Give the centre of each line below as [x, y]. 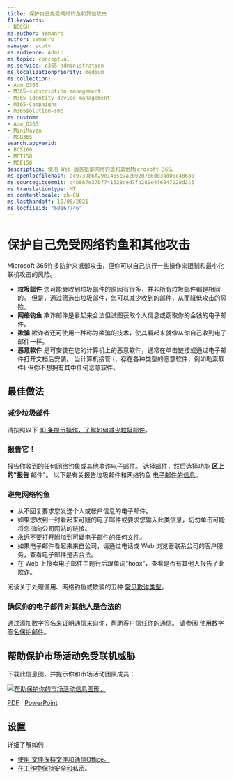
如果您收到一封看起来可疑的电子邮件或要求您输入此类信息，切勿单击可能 [121, 520]
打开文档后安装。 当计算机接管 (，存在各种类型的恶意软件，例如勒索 [121, 358]
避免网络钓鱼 [29, 494]
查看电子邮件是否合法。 [63, 554]
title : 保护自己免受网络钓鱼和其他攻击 [57, 14]
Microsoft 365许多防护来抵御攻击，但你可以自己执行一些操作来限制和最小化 [116, 265]
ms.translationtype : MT [42, 189]
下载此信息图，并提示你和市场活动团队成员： [71, 674]
